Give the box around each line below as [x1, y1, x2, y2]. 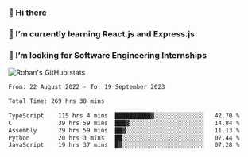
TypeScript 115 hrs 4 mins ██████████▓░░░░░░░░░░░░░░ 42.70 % [8, 111, 240, 120]
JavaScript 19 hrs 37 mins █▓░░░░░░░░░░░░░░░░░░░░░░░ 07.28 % [8, 141, 240, 149]
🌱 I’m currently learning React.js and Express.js [8, 28, 195, 39]
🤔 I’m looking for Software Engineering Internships [8, 49, 207, 60]
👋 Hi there [8, 7, 48, 18]
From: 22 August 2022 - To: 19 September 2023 [8, 83, 165, 91]
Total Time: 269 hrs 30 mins [8, 98, 105, 105]
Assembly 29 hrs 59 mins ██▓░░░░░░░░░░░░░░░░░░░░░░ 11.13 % [8, 126, 240, 134]
